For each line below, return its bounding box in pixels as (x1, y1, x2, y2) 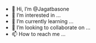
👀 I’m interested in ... (11, 12, 61, 19)
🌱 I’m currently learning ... (11, 18, 74, 24)
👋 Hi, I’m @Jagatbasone (11, 6, 70, 12)
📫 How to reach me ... (11, 31, 66, 37)
